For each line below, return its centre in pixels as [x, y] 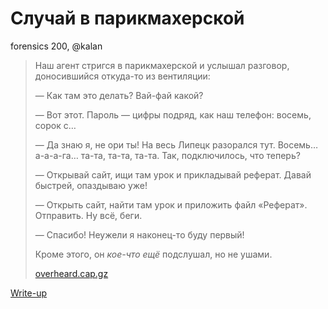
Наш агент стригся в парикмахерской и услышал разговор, [162, 65]
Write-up [29, 293]
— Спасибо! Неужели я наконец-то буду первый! [139, 234]
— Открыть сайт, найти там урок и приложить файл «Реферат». [171, 204]
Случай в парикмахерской [127, 18]
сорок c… [55, 125]
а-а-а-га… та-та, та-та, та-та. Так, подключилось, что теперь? [167, 155]
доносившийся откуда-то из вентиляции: [122, 76]
